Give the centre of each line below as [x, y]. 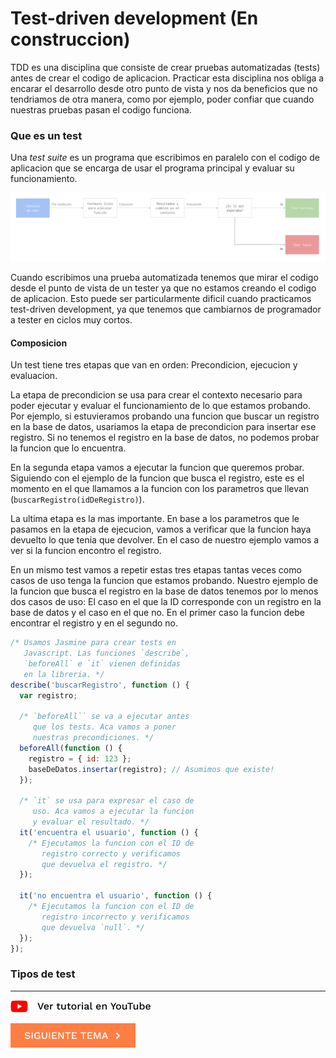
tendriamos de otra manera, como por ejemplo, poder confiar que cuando [162, 99]
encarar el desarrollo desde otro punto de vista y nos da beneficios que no [164, 88]
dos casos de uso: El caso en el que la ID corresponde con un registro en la [166, 602]
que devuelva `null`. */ [93, 927]
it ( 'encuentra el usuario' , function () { [109, 832]
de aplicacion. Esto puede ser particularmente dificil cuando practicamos [161, 298]
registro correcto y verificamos [111, 853]
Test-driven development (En [134, 18]
